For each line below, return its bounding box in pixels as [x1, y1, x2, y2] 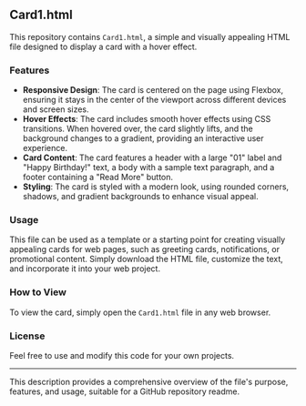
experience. [22, 143, 68, 154]
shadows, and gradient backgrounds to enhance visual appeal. [22, 191, 259, 202]
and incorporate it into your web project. [9, 263, 161, 274]
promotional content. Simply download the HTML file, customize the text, [9, 254, 284, 265]
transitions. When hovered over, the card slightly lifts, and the [22, 123, 253, 135]
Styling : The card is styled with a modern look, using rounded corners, [22, 181, 290, 192]
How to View [9, 286, 66, 299]
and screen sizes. [22, 104, 89, 115]
